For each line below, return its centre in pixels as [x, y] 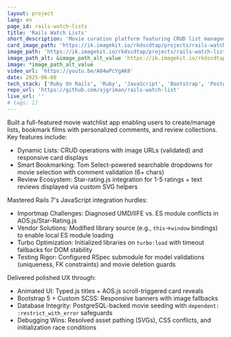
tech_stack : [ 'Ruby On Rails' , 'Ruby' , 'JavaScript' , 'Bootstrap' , [106, 84]
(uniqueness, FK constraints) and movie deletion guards [96, 264]
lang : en [20, 20]
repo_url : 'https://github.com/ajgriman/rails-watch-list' [93, 90]
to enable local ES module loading [65, 235]
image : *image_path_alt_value [51, 65]
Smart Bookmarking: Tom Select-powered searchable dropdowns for [115, 165]
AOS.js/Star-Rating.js [47, 220]
